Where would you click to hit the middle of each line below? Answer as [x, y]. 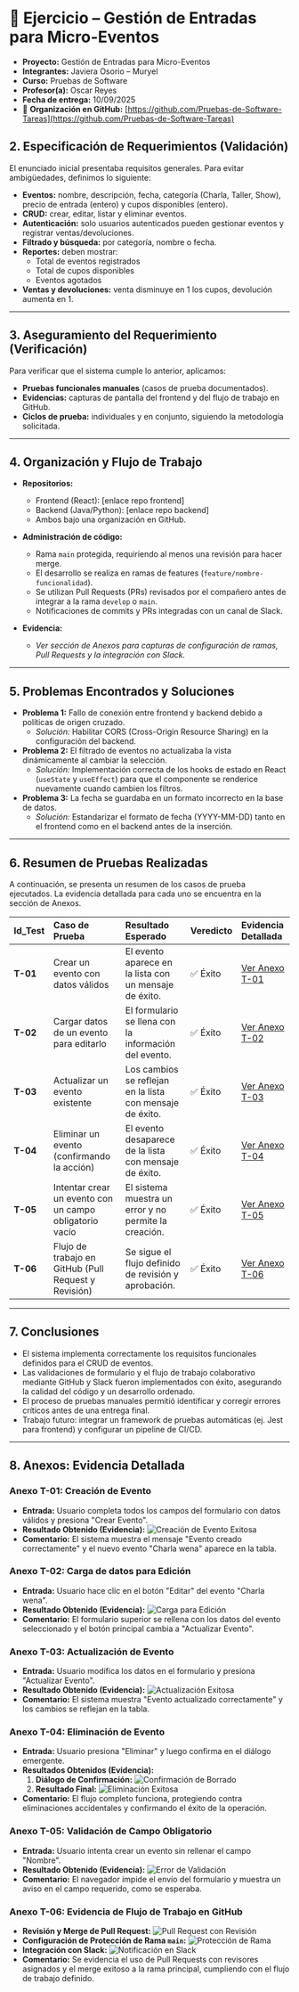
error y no [146, 1209]
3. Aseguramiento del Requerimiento [113, 335]
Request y [74, 1280]
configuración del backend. [85, 741]
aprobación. [150, 1285]
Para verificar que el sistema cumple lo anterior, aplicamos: [118, 371]
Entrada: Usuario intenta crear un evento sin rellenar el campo [137, 1850]
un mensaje [149, 985]
